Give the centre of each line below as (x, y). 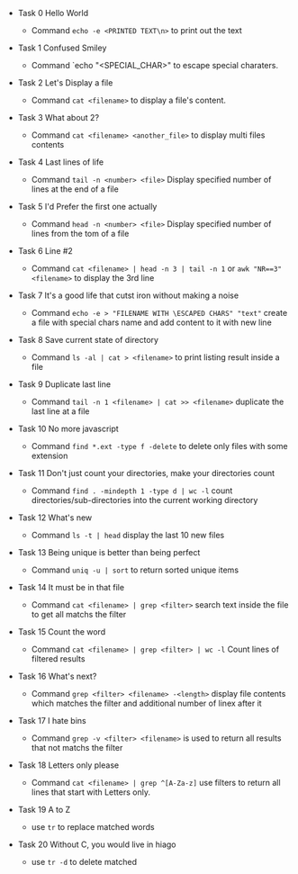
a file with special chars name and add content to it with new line (151, 322)
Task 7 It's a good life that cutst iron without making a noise (128, 295)
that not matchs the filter (77, 748)
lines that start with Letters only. (91, 792)
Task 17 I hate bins (52, 721)
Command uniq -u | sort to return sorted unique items (135, 570)
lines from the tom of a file (80, 234)
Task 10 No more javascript (68, 428)
